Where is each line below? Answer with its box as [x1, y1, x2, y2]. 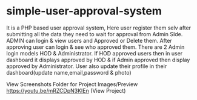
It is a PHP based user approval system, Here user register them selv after [6, 24, 192, 31]
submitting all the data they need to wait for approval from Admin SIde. [6, 30, 183, 37]
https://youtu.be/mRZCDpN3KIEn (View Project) [6, 87, 126, 94]
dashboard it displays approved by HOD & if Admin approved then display [6, 56, 190, 63]
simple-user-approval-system [6, 4, 162, 18]
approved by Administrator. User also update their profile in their [6, 62, 167, 70]
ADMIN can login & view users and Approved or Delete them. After [6, 37, 173, 44]
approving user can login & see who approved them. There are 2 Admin [6, 43, 185, 51]
